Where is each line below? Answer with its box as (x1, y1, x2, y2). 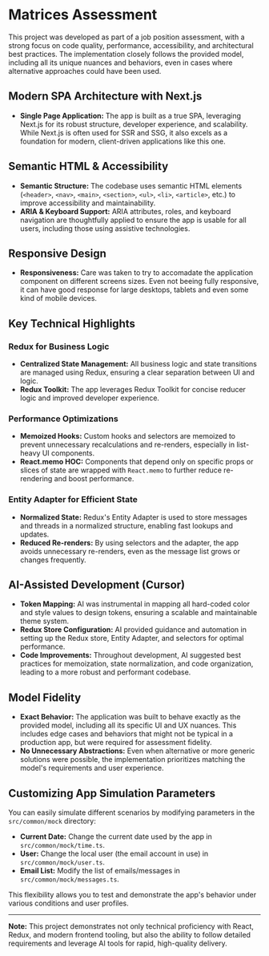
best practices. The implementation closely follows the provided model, (8, 49, 244, 59)
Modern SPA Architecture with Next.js (8, 90, 203, 103)
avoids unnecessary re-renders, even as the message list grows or (19, 546, 240, 556)
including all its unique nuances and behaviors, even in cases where (8, 58, 233, 67)
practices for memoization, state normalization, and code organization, (19, 659, 254, 669)
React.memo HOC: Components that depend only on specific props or (19, 457, 254, 467)
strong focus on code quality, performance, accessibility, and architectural (8, 40, 254, 50)
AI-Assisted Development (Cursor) (8, 578, 186, 592)
